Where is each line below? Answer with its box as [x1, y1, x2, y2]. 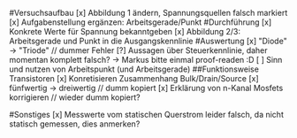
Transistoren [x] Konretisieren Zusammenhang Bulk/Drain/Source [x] [9, 73, 259, 83]
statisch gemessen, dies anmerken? [9, 119, 141, 129]
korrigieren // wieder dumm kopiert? [9, 92, 141, 103]
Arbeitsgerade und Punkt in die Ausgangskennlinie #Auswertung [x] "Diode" [9, 35, 287, 46]
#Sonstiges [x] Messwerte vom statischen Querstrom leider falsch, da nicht [9, 110, 285, 119]
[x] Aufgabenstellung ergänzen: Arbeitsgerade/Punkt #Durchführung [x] [9, 17, 272, 27]
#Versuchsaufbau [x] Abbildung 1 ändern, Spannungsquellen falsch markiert [9, 8, 288, 18]
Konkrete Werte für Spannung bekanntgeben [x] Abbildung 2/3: [9, 27, 241, 36]
